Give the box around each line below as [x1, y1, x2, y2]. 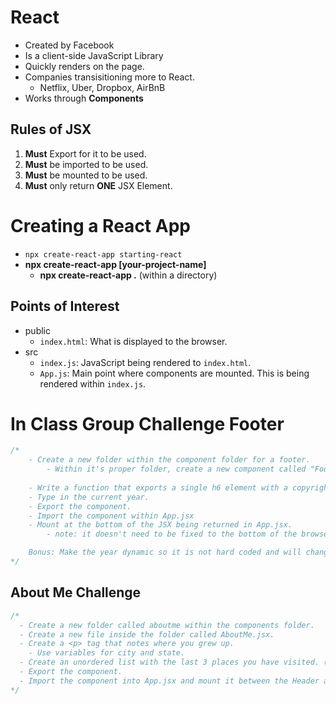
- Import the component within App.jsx [28, 511, 195, 521]
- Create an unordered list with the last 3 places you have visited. [19, 657, 320, 668]
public [24, 324, 51, 336]
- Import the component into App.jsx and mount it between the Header [19, 676, 320, 686]
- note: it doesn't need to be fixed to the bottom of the [46, 529, 298, 540]
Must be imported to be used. [24, 158, 149, 170]
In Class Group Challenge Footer [10, 412, 285, 435]
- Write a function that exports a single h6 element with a [28, 482, 288, 493]
